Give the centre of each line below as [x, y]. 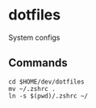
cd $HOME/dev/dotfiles [46, 82]
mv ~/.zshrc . [32, 89]
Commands [38, 63]
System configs [34, 37]
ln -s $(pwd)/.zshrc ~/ [48, 96]
